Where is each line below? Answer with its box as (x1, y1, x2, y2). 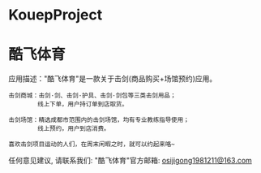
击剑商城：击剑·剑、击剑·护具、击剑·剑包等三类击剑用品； (8, 92, 177, 100)
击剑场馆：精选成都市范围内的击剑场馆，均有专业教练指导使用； (8, 116, 190, 124)
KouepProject (8, 6, 103, 24)
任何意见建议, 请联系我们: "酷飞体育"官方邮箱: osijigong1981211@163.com (8, 156, 253, 166)
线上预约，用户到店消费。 (37, 124, 110, 133)
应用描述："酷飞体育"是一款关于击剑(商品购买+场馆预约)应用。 (8, 74, 217, 84)
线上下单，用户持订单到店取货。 (37, 100, 128, 109)
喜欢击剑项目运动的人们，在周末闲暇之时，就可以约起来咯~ (8, 141, 176, 149)
